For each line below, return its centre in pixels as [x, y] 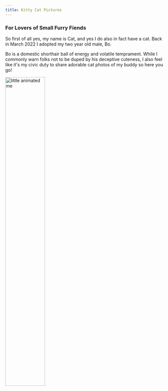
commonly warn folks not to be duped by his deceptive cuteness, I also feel [84, 59]
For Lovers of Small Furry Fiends [46, 27]
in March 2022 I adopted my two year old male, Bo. [59, 44]
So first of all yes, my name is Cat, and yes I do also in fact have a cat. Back [84, 38]
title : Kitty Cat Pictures [34, 10]
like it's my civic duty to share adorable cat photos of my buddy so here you [84, 64]
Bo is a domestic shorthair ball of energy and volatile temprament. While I [81, 54]
